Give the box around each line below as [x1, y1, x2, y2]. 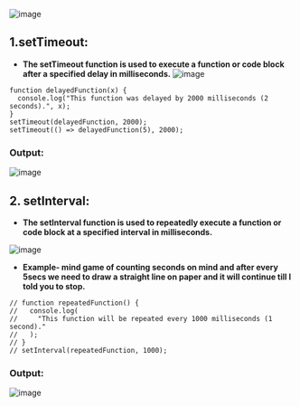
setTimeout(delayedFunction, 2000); [9, 118, 147, 127]
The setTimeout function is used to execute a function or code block [22, 59, 285, 70]
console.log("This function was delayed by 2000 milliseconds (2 [17, 93, 269, 103]
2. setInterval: [9, 193, 90, 208]
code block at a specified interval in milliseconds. [22, 226, 213, 237]
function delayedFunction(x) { [9, 86, 127, 95]
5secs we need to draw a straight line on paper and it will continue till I [22, 271, 292, 282]
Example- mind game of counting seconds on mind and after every [22, 261, 278, 272]
